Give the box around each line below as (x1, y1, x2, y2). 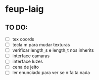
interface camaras (12, 53, 50, 59)
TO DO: (5, 23, 28, 32)
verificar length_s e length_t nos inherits (12, 47, 94, 53)
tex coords (12, 36, 35, 42)
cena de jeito (12, 64, 39, 70)
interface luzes (12, 58, 43, 65)
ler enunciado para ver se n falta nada (12, 70, 90, 76)
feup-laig (5, 3, 44, 15)
